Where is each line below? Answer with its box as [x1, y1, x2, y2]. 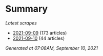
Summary [5, 3, 48, 15]
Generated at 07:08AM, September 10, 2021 [5, 45, 98, 51]
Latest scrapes [5, 20, 37, 26]
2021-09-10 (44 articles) [12, 35, 65, 41]
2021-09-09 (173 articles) [12, 30, 67, 36]
